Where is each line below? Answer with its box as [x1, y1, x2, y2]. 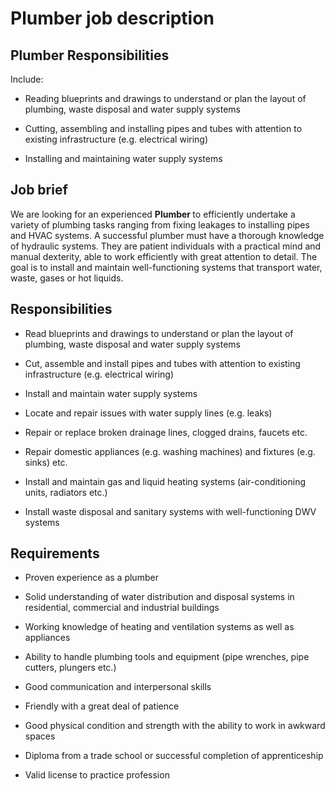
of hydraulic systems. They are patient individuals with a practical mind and [10, 240, 322, 252]
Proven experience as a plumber [24, 572, 159, 584]
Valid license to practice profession [24, 769, 170, 781]
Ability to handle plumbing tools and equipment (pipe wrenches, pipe [24, 651, 310, 663]
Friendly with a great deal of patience [24, 700, 180, 712]
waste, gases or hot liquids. [10, 272, 124, 284]
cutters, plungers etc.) [24, 662, 117, 674]
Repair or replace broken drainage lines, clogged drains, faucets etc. [24, 426, 308, 438]
